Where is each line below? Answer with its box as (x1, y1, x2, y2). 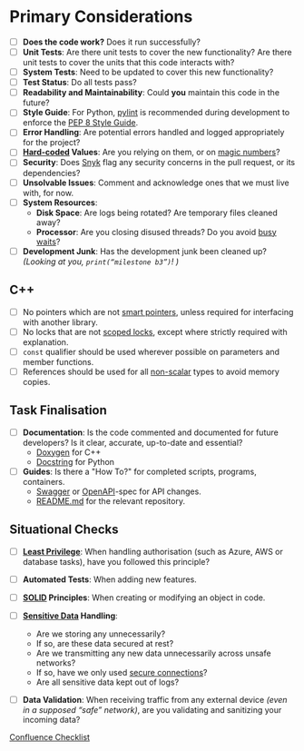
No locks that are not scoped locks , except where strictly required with (22, 326, 288, 337)
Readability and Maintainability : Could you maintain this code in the (22, 87, 279, 98)
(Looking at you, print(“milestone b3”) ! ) (22, 256, 180, 267)
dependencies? (22, 167, 81, 178)
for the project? (22, 137, 81, 148)
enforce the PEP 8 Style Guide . (22, 117, 139, 128)
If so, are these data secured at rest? (35, 637, 174, 648)
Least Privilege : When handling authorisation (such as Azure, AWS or (22, 546, 283, 557)
